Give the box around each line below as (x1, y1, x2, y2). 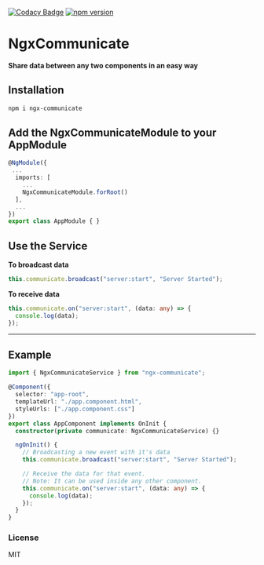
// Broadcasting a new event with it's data (22, 448, 170, 457)
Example (8, 348, 52, 362)
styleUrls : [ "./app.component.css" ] (15, 405, 135, 413)
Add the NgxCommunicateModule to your (8, 126, 217, 140)
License (8, 532, 39, 543)
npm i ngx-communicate (8, 104, 82, 112)
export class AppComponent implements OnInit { (8, 420, 167, 428)
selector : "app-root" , (15, 391, 90, 399)
